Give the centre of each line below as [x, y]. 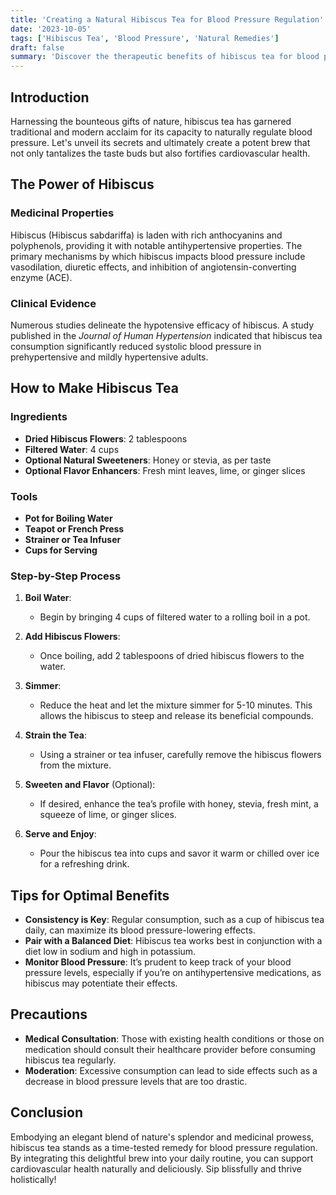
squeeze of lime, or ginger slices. [108, 815]
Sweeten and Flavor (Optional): [90, 785]
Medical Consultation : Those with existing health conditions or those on [174, 1038]
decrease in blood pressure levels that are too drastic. [136, 1081]
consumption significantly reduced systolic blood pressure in [136, 346]
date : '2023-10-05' [51, 29]
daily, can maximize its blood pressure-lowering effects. [140, 930]
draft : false [37, 47]
